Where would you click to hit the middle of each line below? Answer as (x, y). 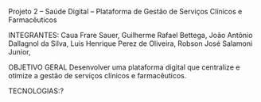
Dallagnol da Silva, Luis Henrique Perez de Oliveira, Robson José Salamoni (130, 43)
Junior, (19, 52)
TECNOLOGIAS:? (36, 91)
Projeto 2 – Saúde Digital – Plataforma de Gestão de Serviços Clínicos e (125, 11)
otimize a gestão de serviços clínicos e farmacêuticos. (97, 76)
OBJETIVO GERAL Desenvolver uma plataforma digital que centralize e (124, 67)
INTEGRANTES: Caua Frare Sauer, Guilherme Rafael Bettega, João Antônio (130, 35)
